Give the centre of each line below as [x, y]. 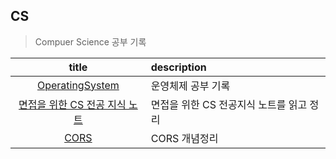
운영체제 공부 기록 [190, 86]
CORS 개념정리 [184, 138]
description [178, 67]
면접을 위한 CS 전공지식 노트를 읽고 [229, 104]
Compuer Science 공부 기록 [90, 41]
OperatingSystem [78, 85]
